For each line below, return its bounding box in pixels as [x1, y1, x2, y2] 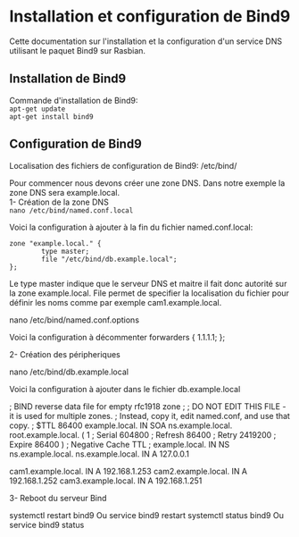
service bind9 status [9, 519, 85, 530]
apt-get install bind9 [9, 112, 94, 122]
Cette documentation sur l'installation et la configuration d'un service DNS [9, 36, 283, 46]
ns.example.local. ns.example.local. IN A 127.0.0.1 [9, 449, 190, 459]
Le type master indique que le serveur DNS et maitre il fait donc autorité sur [9, 278, 287, 289]
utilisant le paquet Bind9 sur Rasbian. [9, 45, 145, 55]
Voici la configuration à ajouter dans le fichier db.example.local [9, 383, 241, 394]
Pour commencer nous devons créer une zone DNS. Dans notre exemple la [9, 177, 286, 189]
